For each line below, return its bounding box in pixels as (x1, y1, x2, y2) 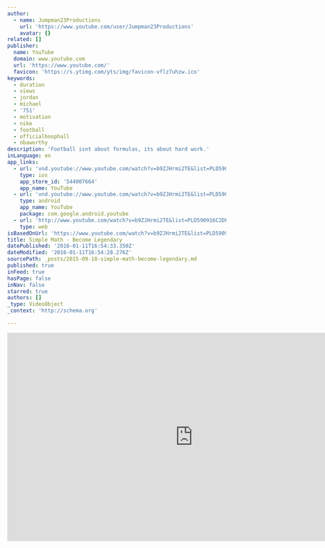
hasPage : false (7, 275, 51, 282)
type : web (19, 223, 49, 230)
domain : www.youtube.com (13, 56, 85, 63)
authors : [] (7, 294, 42, 301)
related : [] (7, 36, 42, 43)
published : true (7, 262, 54, 269)
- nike (13, 119, 33, 127)
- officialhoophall (13, 133, 70, 140)
